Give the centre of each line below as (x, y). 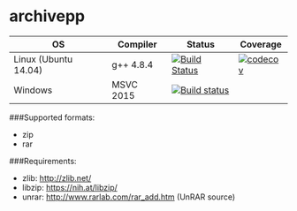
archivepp (47, 16)
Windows (33, 90)
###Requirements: (43, 161)
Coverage (261, 44)
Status (201, 44)
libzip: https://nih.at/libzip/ (69, 187)
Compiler (137, 44)
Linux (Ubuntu (43, 59)
